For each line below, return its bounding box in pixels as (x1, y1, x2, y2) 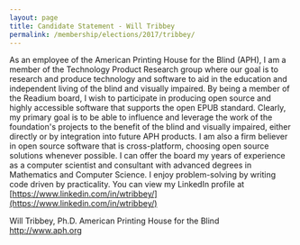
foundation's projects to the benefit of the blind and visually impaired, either (9, 122, 291, 132)
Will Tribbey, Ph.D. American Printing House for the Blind (9, 215, 220, 226)
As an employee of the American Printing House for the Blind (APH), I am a (9, 55, 286, 66)
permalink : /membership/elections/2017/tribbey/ (9, 30, 195, 39)
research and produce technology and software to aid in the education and (9, 74, 288, 85)
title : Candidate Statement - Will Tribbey (9, 22, 176, 31)
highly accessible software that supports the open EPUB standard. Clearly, (9, 103, 286, 113)
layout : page (9, 13, 59, 23)
